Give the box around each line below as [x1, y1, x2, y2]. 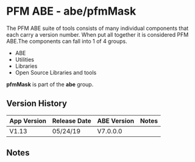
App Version [9, 116, 47, 125]
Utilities [15, 56, 35, 63]
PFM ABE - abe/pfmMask [6, 4, 136, 18]
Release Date [52, 116, 91, 125]
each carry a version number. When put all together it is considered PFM [6, 31, 189, 38]
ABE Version [97, 116, 135, 125]
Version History [6, 98, 67, 109]
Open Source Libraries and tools [15, 68, 97, 76]
